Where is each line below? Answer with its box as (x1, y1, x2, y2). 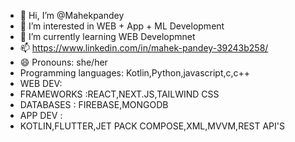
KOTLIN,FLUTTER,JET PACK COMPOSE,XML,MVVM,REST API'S (19, 120, 285, 132)
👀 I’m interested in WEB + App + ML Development (19, 20, 225, 32)
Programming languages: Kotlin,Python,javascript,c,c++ (19, 67, 251, 79)
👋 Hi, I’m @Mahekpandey (19, 10, 125, 21)
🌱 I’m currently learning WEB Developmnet (19, 31, 196, 42)
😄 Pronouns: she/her (19, 56, 108, 68)
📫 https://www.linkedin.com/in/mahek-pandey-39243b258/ (19, 42, 269, 54)
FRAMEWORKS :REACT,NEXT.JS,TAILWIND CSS (19, 88, 220, 100)
